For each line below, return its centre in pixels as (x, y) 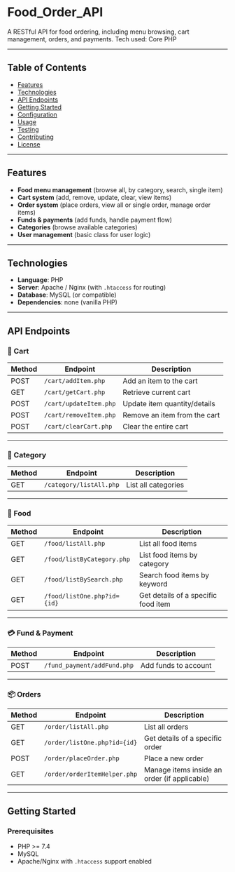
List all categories (155, 485)
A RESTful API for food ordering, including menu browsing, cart (99, 32)
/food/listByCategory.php (87, 559)
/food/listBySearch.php (84, 579)
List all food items (168, 543)
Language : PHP (40, 280)
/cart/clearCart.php (78, 427)
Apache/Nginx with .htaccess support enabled (85, 861)
